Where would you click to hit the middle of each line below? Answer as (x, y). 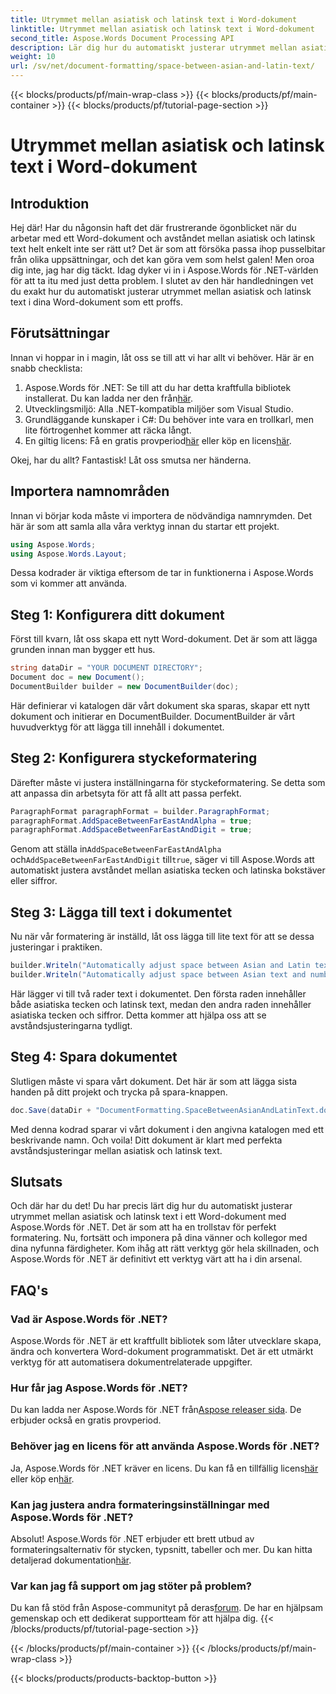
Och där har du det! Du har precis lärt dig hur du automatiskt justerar (151, 1206)
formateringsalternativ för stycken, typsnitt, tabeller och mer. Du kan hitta (161, 1549)
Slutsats (36, 1181)
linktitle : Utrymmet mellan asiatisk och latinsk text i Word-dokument (162, 29)
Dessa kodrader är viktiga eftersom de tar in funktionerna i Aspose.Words (162, 573)
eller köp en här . (42, 1478)
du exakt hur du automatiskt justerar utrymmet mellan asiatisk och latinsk (161, 291)
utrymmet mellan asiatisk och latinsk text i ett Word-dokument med (148, 1217)
